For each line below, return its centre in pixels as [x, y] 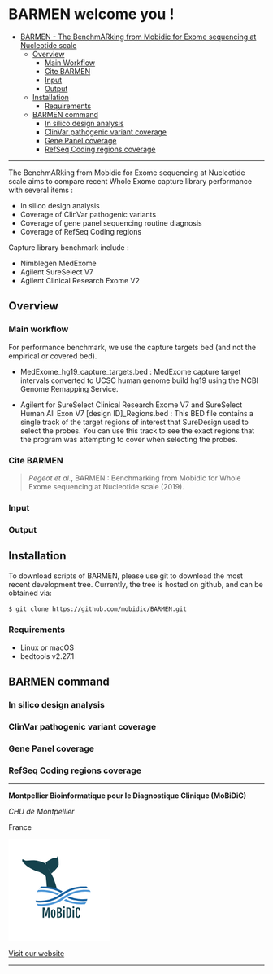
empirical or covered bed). [53, 356]
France [20, 827]
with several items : [41, 190]
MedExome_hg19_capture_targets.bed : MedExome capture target [130, 371]
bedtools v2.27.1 [47, 656]
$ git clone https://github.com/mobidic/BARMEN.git [97, 609]
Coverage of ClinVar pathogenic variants [88, 214]
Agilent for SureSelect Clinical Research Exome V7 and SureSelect [131, 405]
